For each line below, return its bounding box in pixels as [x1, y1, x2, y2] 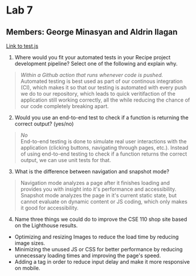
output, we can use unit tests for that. [20, 157, 111, 163]
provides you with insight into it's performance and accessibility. [20, 186, 177, 193]
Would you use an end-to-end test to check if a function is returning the [14, 114, 189, 121]
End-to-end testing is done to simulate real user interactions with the [20, 138, 187, 144]
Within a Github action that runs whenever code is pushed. [20, 72, 163, 78]
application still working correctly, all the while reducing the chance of [20, 96, 190, 103]
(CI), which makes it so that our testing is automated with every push [20, 84, 187, 91]
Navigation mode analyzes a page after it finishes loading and [20, 180, 170, 186]
